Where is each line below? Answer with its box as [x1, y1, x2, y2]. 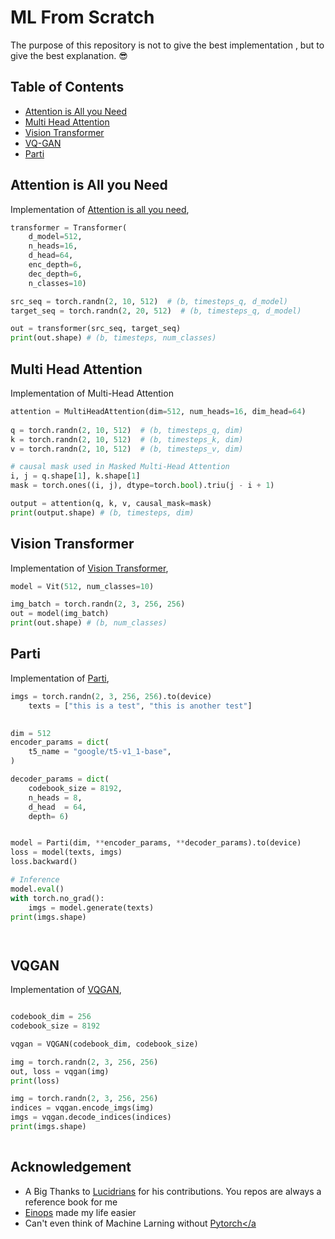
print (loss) [10, 1076, 60, 1086]
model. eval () [10, 884, 65, 894]
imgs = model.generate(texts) [28, 902, 155, 913]
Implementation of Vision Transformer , [10, 562, 169, 574]
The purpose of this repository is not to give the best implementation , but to [10, 39, 325, 51]
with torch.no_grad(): [10, 893, 105, 903]
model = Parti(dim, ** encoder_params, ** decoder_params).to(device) [10, 838, 302, 848]
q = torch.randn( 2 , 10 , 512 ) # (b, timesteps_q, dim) [10, 425, 244, 435]
